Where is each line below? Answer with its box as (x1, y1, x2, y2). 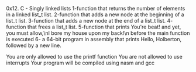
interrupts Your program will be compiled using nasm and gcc (6, 59, 155, 66)
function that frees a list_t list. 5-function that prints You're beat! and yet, (6, 23, 181, 30)
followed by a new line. (6, 42, 61, 49)
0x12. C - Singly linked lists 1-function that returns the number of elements (6, 5, 185, 12)
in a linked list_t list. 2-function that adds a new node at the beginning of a (6, 11, 184, 18)
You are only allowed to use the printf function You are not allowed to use (6, 53, 183, 60)
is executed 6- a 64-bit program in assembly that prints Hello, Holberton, (6, 36, 182, 42)
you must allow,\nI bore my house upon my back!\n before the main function (6, 30, 190, 37)
